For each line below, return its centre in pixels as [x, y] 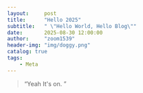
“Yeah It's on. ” [45, 83]
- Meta [29, 64]
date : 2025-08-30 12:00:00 [55, 32]
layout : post [32, 13]
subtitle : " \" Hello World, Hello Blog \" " [72, 26]
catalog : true [27, 52]
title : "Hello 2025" [44, 20]
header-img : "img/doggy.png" [49, 45]
